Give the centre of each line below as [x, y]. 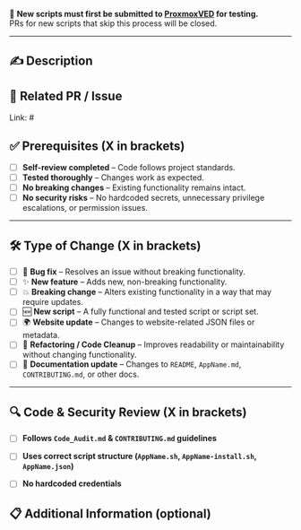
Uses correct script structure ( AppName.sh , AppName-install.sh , [139, 456]
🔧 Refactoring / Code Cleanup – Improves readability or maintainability [153, 344]
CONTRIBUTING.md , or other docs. [81, 374]
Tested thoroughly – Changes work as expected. [113, 178]
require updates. [52, 302]
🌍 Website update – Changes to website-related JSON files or [138, 322]
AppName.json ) [48, 466]
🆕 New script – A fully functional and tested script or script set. [140, 312]
